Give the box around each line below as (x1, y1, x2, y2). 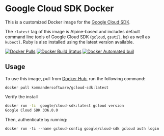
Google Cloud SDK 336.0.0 (5, 108, 58, 113)
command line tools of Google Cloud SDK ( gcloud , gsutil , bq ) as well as (5, 34, 150, 40)
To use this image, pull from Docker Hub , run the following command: (5, 75, 146, 81)
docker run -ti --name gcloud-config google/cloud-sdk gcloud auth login (5, 126, 160, 131)
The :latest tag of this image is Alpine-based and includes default (5, 28, 140, 34)
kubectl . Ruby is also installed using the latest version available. (5, 39, 134, 45)
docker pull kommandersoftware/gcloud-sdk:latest (5, 85, 109, 90)
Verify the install (5, 93, 38, 99)
